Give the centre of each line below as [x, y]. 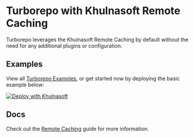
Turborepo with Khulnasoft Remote [93, 11]
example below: [25, 85]
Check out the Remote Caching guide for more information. [78, 129]
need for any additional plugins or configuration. [64, 46]
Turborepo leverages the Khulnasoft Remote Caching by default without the [97, 39]
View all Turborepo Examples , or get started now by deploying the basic [93, 78]
